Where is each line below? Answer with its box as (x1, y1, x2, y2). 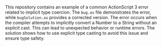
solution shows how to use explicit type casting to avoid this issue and (5, 30, 148, 36)
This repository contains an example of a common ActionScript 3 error (5, 4, 149, 10)
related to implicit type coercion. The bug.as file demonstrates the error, (5, 9, 151, 15)
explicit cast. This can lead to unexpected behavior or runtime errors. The (5, 25, 155, 31)
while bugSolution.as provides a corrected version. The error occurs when (5, 15, 157, 20)
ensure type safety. (5, 35, 44, 41)
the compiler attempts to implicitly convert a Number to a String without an (5, 20, 157, 25)
